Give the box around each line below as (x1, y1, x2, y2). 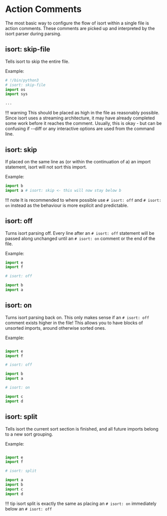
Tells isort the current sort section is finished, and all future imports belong (5, 426, 159, 432)
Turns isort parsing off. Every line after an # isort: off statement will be (5, 230, 155, 236)
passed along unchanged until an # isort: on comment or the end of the (5, 235, 156, 241)
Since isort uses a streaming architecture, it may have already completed (5, 115, 155, 121)
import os (5, 87, 26, 92)
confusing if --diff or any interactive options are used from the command (5, 126, 155, 132)
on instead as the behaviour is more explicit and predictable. (5, 202, 129, 208)
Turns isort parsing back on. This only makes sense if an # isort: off (5, 314, 150, 320)
